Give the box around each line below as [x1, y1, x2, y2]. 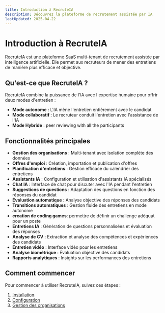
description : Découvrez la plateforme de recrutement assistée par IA [5, 12, 153, 17]
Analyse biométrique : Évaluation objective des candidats [12, 249, 130, 255]
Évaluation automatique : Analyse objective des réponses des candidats [12, 197, 160, 203]
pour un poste [12, 218, 41, 224]
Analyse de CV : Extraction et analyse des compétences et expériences [12, 234, 158, 239]
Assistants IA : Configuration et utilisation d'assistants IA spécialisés [12, 176, 152, 182]
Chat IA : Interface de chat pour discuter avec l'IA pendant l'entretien [12, 181, 152, 187]
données [12, 155, 30, 161]
